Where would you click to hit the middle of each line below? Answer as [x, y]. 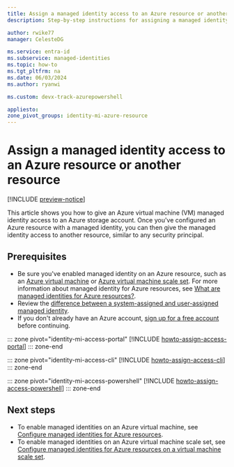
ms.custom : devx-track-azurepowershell [65, 97]
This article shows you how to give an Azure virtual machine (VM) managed [116, 213]
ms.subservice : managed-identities [59, 59]
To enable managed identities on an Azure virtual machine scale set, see [121, 442]
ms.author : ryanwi [34, 84]
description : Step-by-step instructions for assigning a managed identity [118, 20]
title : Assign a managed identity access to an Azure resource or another [118, 14]
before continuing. [44, 326]
